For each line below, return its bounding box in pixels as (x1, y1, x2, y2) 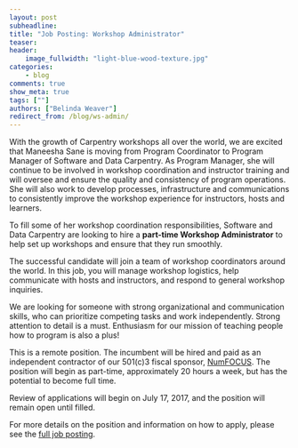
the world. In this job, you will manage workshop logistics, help (9, 266, 239, 276)
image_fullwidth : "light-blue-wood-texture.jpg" (25, 54, 209, 63)
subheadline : (9, 21, 58, 30)
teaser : (9, 37, 38, 47)
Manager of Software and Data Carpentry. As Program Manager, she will (9, 156, 275, 166)
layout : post (9, 12, 58, 22)
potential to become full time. (9, 375, 117, 387)
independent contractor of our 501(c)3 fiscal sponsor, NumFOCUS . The (9, 356, 271, 367)
